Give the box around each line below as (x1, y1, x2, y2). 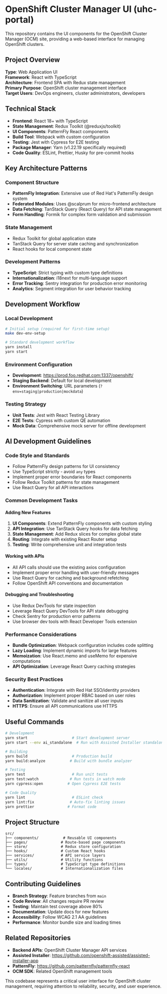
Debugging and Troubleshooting (5, 592, 74, 597)
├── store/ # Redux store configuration (5, 844, 121, 849)
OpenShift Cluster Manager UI (5, 3, 132, 15)
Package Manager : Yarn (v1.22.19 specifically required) (12, 144, 126, 150)
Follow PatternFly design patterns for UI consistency (12, 463, 120, 469)
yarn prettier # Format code (5, 804, 97, 809)
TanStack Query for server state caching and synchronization (12, 240, 139, 246)
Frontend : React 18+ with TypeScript (12, 118, 88, 124)
